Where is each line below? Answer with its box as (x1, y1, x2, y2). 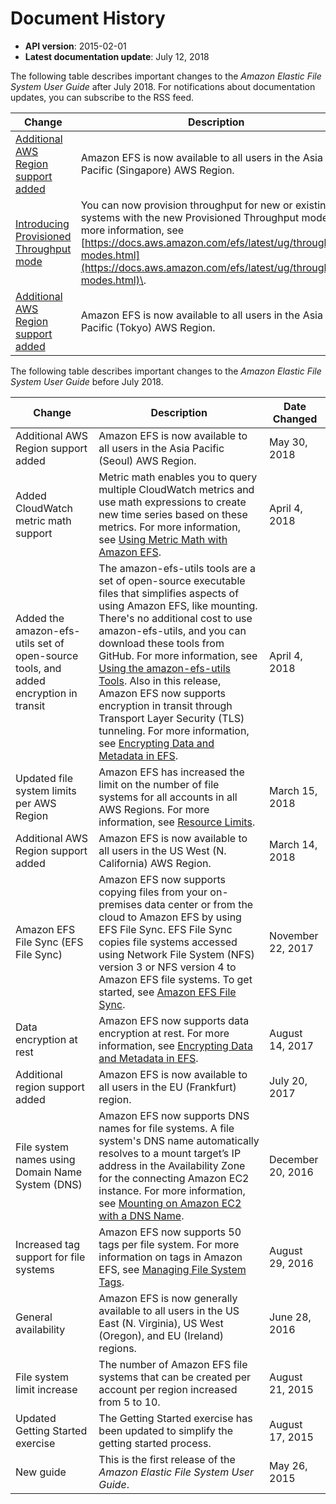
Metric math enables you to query (98, 470, 258, 484)
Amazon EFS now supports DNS (98, 1108, 250, 1122)
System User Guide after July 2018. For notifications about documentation (10, 80, 316, 92)
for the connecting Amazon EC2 (98, 1171, 250, 1185)
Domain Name (15, 1165, 83, 1179)
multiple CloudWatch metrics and (98, 482, 255, 496)
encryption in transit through (98, 698, 233, 712)
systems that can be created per (98, 1370, 252, 1384)
